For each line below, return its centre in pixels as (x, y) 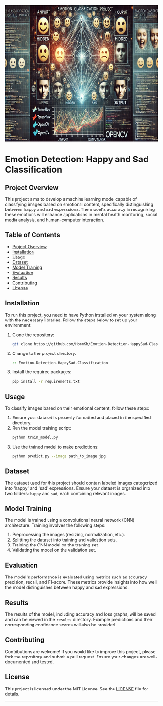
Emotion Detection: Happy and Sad (77, 159)
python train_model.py (35, 438)
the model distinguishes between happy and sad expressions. (67, 587)
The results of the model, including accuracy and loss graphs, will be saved (81, 614)
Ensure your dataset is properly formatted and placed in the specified (81, 418)
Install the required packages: (42, 372)
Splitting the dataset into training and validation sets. (65, 540)
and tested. (43, 662)
